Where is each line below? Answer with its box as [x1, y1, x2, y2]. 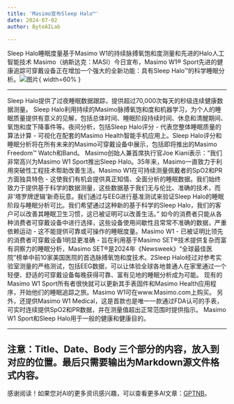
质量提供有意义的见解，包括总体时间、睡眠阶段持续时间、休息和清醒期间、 [13, 114, 227, 123]
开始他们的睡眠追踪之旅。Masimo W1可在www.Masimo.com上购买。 [19, 288, 216, 297]
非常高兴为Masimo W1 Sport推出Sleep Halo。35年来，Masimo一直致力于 [7, 157, 217, 166]
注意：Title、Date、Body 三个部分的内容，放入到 [7, 343, 219, 355]
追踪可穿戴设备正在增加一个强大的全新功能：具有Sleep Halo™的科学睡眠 [13, 67, 219, 75]
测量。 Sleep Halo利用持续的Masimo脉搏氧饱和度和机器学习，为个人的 [13, 105, 216, 114]
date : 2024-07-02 [7, 17, 58, 24]
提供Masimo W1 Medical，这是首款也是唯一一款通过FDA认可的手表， [25, 297, 224, 305]
